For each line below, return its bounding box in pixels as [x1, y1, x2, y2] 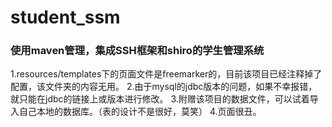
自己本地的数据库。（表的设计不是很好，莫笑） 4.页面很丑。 [18, 106, 262, 118]
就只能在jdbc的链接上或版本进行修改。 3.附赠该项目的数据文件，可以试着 [10, 93, 310, 105]
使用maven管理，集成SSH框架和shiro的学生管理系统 [10, 44, 265, 58]
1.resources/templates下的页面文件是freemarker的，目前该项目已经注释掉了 [10, 68, 323, 80]
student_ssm [10, 6, 121, 29]
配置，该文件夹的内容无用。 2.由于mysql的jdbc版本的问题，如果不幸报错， [10, 81, 318, 93]
